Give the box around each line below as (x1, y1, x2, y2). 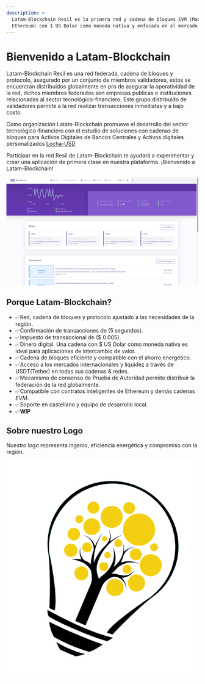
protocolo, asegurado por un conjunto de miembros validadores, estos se (6, 76, 191, 84)
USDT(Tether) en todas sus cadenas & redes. (15, 367, 129, 375)
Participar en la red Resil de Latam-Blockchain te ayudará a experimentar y (6, 152, 195, 159)
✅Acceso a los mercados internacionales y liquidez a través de (15, 361, 174, 368)
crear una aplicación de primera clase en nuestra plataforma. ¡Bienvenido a (6, 159, 195, 166)
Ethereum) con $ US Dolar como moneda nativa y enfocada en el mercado (12, 23, 198, 29)
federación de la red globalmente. (15, 381, 101, 388)
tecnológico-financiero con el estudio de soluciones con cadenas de (6, 127, 179, 134)
